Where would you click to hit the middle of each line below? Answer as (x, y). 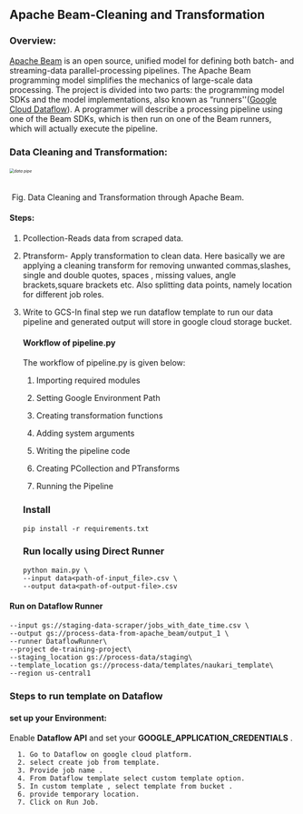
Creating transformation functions (99, 416)
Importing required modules (88, 380)
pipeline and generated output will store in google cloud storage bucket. (157, 322)
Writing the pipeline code (83, 451)
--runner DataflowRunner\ (58, 642)
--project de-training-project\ (70, 649)
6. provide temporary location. (79, 795)
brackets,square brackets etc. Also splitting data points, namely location (157, 285)
